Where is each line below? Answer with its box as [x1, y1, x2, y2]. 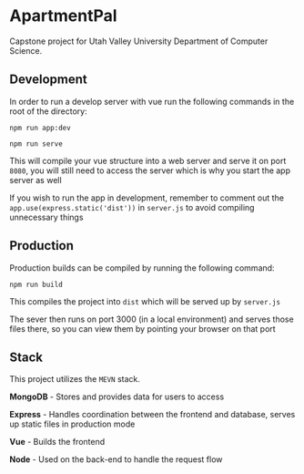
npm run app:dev [9, 123, 71, 132]
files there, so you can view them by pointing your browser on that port [9, 323, 276, 334]
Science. [9, 45, 43, 56]
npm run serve [9, 139, 64, 149]
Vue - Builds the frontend [9, 437, 106, 448]
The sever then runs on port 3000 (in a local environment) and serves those [9, 314, 294, 325]
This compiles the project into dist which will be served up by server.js [9, 295, 280, 306]
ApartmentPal [9, 5, 117, 26]
